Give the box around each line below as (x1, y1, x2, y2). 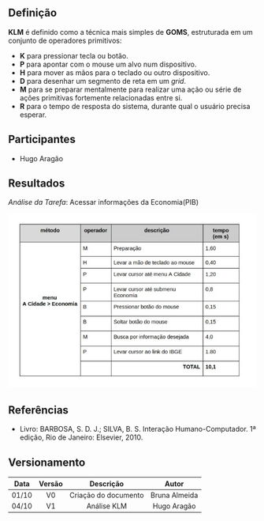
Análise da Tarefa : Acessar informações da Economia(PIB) (8, 198, 199, 207)
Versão (39, 478, 63, 489)
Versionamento (8, 455, 86, 469)
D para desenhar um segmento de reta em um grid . (19, 76, 187, 85)
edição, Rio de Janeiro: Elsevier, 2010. (19, 432, 143, 442)
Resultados (8, 177, 65, 191)
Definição (8, 6, 58, 20)
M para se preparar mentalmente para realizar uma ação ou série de (19, 85, 242, 94)
